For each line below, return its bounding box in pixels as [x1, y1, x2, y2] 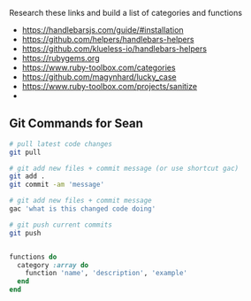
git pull [9, 148, 42, 157]
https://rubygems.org [21, 53, 100, 63]
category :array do [17, 260, 89, 269]
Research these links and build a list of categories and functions [9, 8, 243, 18]
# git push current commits [9, 220, 113, 229]
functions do [9, 252, 57, 261]
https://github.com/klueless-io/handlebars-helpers [21, 43, 208, 54]
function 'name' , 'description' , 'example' [25, 269, 188, 278]
